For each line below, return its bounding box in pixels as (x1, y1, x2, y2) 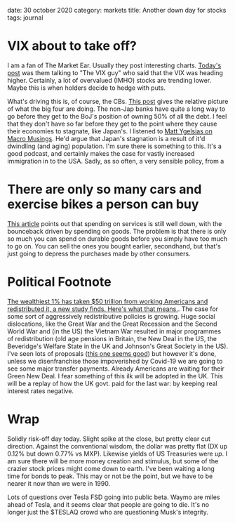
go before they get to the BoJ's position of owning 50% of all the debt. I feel (7, 112, 227, 120)
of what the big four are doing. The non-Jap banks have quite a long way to (7, 105, 226, 113)
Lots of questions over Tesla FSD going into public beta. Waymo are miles (7, 493, 220, 501)
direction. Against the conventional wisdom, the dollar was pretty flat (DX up (7, 442, 228, 450)
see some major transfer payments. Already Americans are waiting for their (7, 364, 224, 373)
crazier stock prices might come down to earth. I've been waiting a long (7, 464, 215, 472)
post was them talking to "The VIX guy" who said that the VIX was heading (7, 68, 223, 77)
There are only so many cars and (7, 182, 202, 197)
